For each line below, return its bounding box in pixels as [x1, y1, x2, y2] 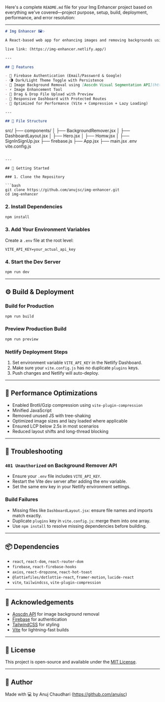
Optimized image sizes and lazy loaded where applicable [12, 418, 128, 424]
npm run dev [5, 270, 29, 274]
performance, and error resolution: [5, 15, 75, 20]
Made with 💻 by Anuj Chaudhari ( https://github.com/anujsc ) [5, 691, 128, 697]
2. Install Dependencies [5, 203, 63, 210]
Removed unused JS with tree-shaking [12, 412, 91, 419]
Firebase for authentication [12, 617, 67, 623]
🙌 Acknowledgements [5, 598, 74, 606]
